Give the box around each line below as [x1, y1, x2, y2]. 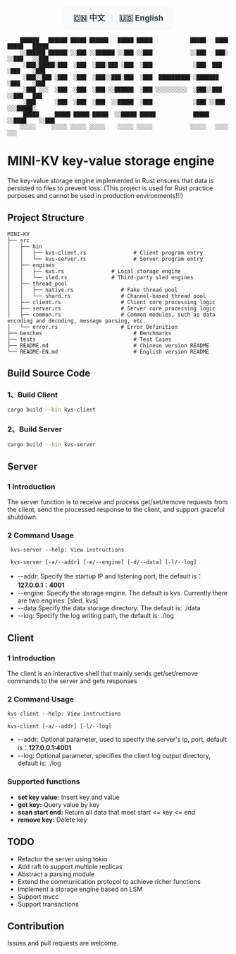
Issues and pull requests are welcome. [7, 939, 119, 948]
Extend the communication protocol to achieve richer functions [17, 877, 201, 885]
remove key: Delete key [17, 815, 87, 824]
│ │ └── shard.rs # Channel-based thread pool [7, 292, 206, 300]
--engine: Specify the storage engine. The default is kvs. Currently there [17, 589, 228, 598]
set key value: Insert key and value [17, 793, 120, 801]
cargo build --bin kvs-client [7, 407, 97, 414]
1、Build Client [7, 390, 58, 400]
